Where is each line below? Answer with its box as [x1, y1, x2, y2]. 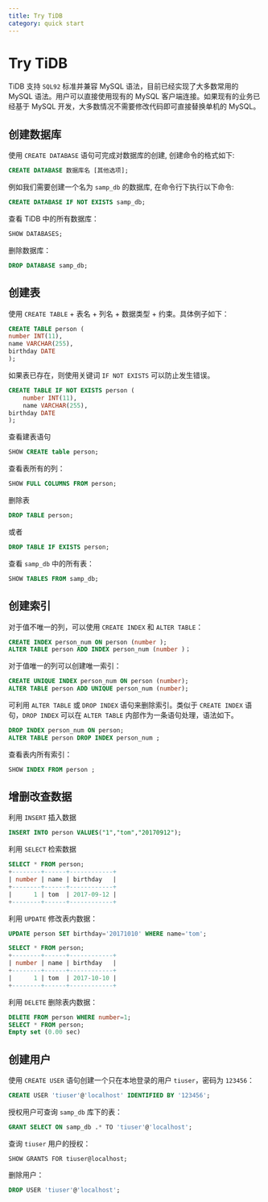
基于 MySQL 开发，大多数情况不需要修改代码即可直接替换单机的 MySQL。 [14, 102, 261, 111]
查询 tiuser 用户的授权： [8, 1138, 91, 1148]
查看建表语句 [8, 432, 51, 441]
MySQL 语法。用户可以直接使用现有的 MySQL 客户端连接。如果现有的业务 [8, 92, 254, 102]
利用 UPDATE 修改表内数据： [8, 914, 98, 923]
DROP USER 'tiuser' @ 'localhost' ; [8, 1186, 121, 1194]
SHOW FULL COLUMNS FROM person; [8, 480, 117, 488]
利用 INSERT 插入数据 [8, 813, 76, 823]
